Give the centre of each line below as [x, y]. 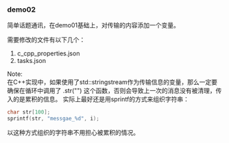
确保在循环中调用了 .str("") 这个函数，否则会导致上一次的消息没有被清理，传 [114, 91]
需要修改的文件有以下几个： [46, 40]
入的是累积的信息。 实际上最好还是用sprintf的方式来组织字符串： [98, 99]
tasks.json [32, 61]
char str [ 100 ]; [29, 112]
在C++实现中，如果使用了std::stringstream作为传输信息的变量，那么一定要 [112, 82]
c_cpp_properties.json [48, 53]
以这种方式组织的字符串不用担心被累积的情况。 [73, 133]
